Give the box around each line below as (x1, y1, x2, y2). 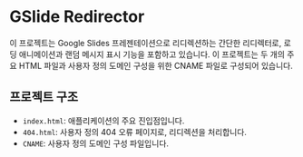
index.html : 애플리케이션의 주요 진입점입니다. (22, 115, 185, 126)
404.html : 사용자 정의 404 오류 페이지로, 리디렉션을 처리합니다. (22, 126, 248, 137)
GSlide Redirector (9, 6, 145, 27)
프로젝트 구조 (9, 89, 79, 105)
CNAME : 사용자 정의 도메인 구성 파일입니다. (22, 138, 170, 149)
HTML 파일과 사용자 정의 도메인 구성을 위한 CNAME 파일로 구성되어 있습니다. (18, 60, 293, 71)
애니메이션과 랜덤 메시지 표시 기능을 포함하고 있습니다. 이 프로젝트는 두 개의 (18, 48, 286, 60)
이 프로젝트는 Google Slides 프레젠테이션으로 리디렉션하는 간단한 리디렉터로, (9, 37, 282, 48)
